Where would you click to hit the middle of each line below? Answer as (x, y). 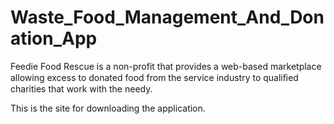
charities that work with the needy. (81, 88)
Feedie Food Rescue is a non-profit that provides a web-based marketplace (166, 66)
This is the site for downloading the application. (108, 108)
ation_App (54, 38)
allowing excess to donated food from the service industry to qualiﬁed (154, 77)
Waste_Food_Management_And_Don (167, 17)
